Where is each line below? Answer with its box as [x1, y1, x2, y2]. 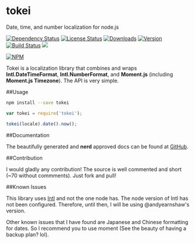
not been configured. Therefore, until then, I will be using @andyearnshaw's [6, 201, 190, 208]
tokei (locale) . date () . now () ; [6, 121, 77, 127]
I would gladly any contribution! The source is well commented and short [6, 165, 182, 172]
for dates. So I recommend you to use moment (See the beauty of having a [6, 225, 186, 232]
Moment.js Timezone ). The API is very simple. [6, 77, 119, 84]
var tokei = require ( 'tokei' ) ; [6, 110, 83, 116]
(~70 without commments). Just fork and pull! [6, 172, 117, 179]
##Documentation [6, 131, 50, 138]
